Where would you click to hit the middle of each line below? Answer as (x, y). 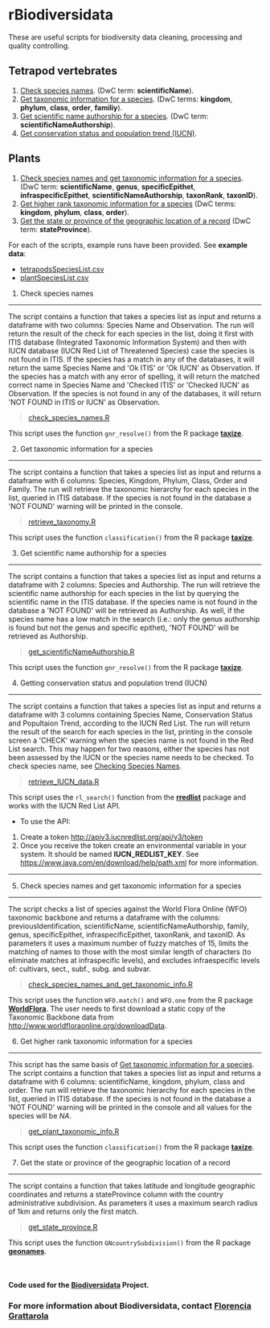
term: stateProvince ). (56, 229)
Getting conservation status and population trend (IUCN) (113, 683)
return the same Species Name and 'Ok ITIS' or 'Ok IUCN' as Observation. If (134, 367)
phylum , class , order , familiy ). (71, 107)
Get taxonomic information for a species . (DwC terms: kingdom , (126, 99)
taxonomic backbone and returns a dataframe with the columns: (115, 917)
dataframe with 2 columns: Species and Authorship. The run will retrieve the (134, 585)
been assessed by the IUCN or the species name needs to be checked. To (131, 757)
